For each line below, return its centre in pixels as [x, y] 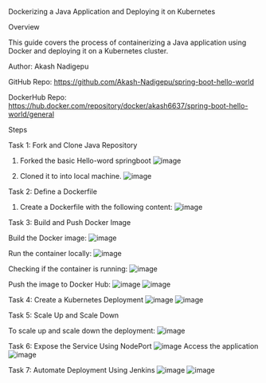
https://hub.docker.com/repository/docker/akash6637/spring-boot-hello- [128, 106]
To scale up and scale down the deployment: [82, 331]
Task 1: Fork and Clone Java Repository [73, 145]
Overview [24, 27]
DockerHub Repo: [37, 97]
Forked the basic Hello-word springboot [85, 160]
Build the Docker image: [48, 238]
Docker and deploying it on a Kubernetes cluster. [88, 51]
